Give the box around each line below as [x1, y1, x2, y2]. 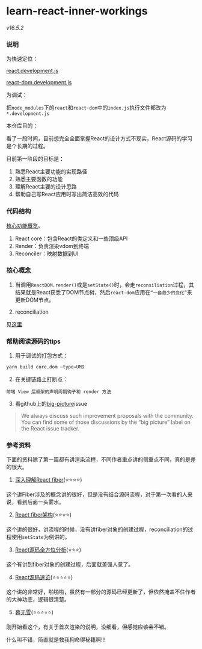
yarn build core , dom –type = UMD [6, 364, 85, 370]
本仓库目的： [6, 122, 38, 129]
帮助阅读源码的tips [6, 337, 61, 346]
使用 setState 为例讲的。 [11, 533, 70, 541]
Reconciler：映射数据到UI [14, 250, 79, 257]
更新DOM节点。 [14, 296, 55, 303]
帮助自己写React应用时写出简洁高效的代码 [14, 191, 119, 198]
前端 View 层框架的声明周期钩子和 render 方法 [6, 389, 111, 395]
